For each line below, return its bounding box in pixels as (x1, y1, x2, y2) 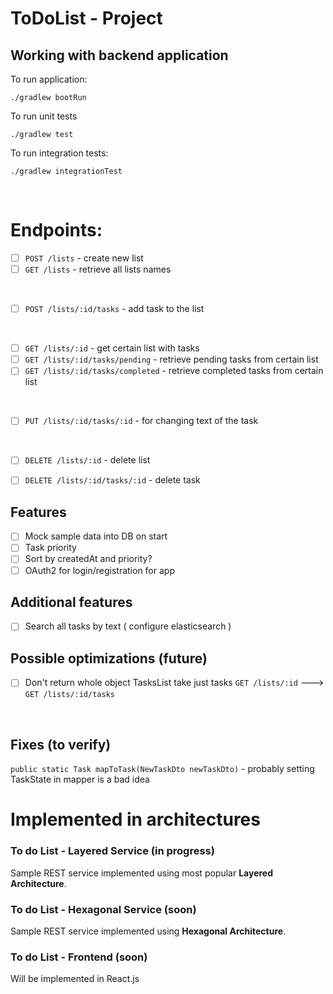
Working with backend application (10, 47, 229, 64)
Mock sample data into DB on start (24, 530, 168, 542)
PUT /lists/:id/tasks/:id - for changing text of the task (24, 415, 259, 427)
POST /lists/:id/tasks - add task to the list (24, 303, 205, 315)
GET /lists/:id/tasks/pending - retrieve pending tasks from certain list (24, 353, 319, 366)
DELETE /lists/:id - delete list (24, 454, 151, 466)
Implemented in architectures (10, 808, 261, 831)
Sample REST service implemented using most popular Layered (10, 867, 274, 879)
